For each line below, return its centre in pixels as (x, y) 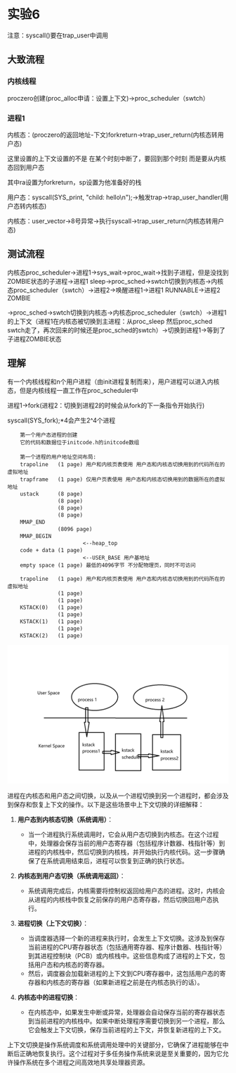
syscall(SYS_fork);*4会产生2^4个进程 (61, 420)
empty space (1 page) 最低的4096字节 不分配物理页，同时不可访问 (108, 565)
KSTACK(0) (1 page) (51, 607)
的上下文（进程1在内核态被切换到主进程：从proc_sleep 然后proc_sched (110, 321)
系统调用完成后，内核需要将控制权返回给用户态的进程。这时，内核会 (126, 891)
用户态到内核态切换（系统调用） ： (65, 819)
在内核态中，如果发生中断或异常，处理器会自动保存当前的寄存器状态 (126, 1012)
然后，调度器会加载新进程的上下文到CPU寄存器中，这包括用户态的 (124, 973)
